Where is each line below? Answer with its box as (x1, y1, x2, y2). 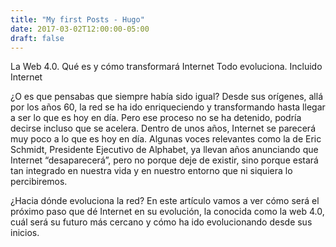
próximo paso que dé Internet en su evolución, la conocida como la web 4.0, (10, 206, 325, 218)
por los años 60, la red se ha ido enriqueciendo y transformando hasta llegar (10, 101, 326, 113)
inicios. (10, 227, 40, 239)
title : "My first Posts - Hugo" (10, 14, 145, 25)
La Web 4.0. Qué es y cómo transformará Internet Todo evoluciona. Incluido (10, 61, 323, 73)
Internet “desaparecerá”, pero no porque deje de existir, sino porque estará (10, 154, 319, 166)
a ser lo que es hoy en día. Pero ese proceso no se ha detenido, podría (10, 112, 302, 124)
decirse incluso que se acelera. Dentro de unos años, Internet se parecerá (10, 122, 316, 135)
